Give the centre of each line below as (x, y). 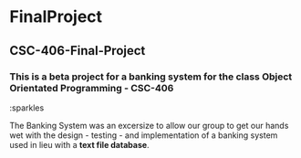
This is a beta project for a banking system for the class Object (151, 77)
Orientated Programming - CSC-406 (92, 88)
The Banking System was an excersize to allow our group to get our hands (149, 125)
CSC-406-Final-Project (78, 51)
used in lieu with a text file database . (79, 144)
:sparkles (27, 108)
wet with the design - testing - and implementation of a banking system (144, 135)
